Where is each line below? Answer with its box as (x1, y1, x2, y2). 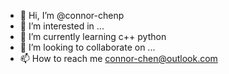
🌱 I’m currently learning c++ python (19, 31, 167, 42)
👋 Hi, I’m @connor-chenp (19, 10, 125, 21)
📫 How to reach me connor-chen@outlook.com (19, 53, 218, 64)
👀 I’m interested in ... (19, 20, 105, 32)
